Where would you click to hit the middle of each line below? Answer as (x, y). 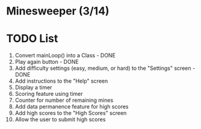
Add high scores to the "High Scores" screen (71, 113)
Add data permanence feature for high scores (72, 107)
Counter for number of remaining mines (64, 100)
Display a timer (33, 87)
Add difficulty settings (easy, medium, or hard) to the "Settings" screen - (105, 68)
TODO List (32, 39)
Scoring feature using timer (49, 94)
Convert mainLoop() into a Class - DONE (65, 55)
